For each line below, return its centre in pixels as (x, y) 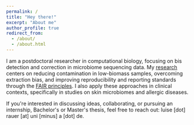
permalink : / (22, 11)
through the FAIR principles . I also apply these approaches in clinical (89, 86)
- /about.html (29, 45)
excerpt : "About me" (32, 22)
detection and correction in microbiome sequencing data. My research (92, 67)
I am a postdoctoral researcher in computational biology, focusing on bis (94, 61)
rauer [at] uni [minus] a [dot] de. (45, 116)
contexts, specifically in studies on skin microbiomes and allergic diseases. (97, 92)
